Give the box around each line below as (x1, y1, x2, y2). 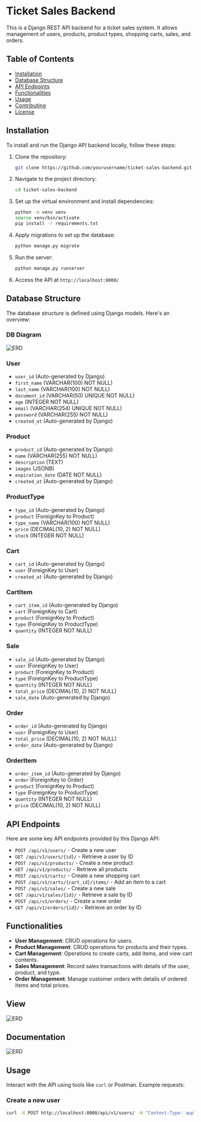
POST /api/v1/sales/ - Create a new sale (14, 884, 116, 891)
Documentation (6, 1032, 66, 1042)
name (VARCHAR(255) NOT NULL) (14, 452, 98, 459)
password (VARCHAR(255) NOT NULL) (14, 411, 108, 419)
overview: (6, 316, 31, 323)
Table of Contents (6, 54, 75, 64)
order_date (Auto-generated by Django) (14, 741, 113, 748)
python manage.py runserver (14, 265, 85, 271)
